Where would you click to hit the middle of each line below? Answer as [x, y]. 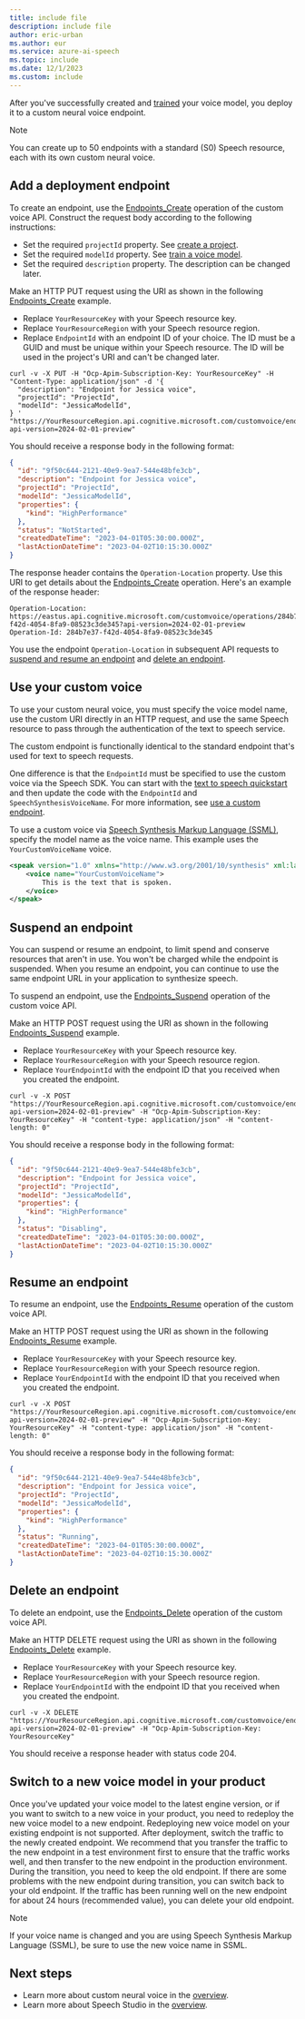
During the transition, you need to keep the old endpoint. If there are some [148, 1871]
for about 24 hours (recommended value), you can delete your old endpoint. [152, 1900]
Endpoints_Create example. [60, 300]
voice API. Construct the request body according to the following [131, 217]
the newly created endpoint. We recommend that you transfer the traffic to [149, 1842]
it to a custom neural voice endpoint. [78, 112]
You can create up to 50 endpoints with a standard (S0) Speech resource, [148, 147]
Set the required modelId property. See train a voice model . [133, 254]
